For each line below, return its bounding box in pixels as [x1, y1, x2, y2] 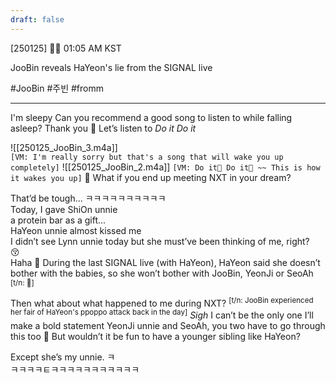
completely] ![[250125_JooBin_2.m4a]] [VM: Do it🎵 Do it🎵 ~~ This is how [10, 161, 321, 173]
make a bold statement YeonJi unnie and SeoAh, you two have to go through [10, 319, 326, 331]
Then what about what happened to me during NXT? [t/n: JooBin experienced [10, 295, 314, 309]
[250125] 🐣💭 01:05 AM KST [10, 42, 122, 54]
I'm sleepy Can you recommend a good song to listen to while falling [10, 111, 293, 123]
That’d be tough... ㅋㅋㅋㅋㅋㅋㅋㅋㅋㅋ [10, 192, 167, 204]
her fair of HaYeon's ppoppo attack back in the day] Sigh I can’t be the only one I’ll [10, 307, 314, 321]
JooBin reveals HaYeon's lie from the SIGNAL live [10, 61, 213, 73]
